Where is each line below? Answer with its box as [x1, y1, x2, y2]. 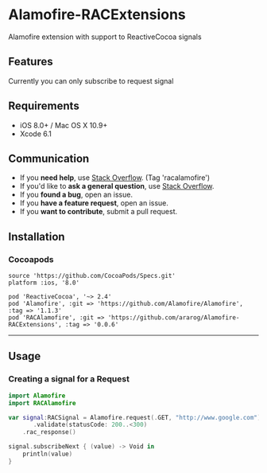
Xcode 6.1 [19, 129, 52, 139]
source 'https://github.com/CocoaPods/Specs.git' [8, 272, 176, 280]
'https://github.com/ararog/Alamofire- [107, 314, 240, 322]
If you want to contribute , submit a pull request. [19, 207, 177, 217]
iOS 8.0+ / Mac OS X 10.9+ [19, 120, 108, 130]
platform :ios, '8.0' [8, 279, 80, 287]
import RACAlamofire [8, 399, 77, 407]
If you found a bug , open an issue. [19, 190, 133, 200]
